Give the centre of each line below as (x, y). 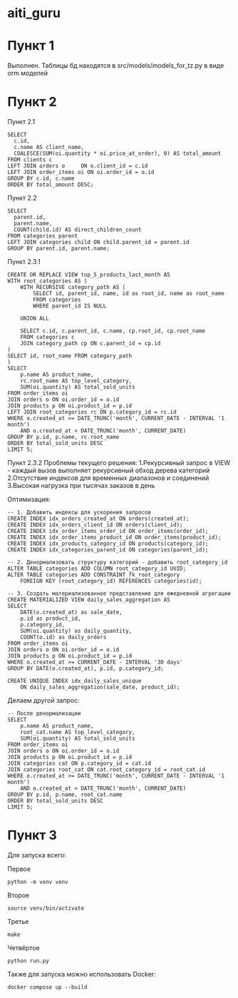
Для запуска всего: (37, 855)
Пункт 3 (32, 835)
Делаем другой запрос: (43, 701)
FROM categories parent (43, 236)
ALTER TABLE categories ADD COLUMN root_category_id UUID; (97, 569)
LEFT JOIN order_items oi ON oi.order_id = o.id (81, 173)
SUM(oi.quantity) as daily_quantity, (76, 631)
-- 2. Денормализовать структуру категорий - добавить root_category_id (118, 562)
